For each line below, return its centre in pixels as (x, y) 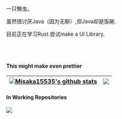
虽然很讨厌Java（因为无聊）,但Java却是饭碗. (61, 21)
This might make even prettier (44, 66)
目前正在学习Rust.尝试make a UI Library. (56, 34)
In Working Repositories (37, 97)
